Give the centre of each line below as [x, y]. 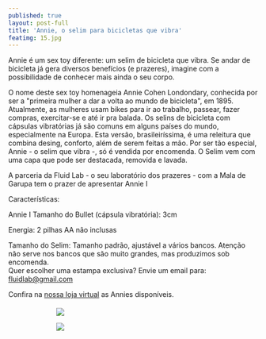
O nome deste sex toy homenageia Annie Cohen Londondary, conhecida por [133, 93]
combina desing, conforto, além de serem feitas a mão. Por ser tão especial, [133, 143]
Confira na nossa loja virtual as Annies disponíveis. [91, 295]
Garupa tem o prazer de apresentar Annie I [78, 184]
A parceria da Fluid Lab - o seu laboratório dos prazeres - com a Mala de [127, 175]
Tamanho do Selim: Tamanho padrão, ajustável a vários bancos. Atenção [127, 245]
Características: [34, 199]
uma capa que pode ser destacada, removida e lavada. [98, 160]
